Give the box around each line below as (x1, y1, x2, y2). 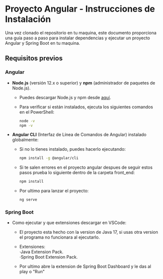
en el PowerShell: (19, 109, 54, 115)
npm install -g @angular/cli (19, 156, 79, 161)
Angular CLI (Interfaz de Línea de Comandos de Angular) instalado (12, 132, 147, 138)
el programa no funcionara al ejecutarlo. (19, 234, 100, 240)
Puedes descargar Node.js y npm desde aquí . (19, 94, 111, 100)
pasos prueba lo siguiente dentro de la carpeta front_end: (19, 170, 135, 175)
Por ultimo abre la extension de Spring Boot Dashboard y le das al (19, 263, 152, 269)
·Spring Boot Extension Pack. (19, 254, 78, 260)
